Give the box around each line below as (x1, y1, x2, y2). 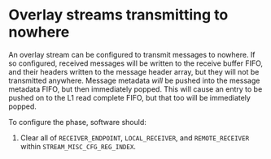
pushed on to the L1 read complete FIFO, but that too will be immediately (8, 92, 251, 102)
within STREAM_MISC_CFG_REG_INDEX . (20, 141, 137, 151)
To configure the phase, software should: (8, 117, 146, 127)
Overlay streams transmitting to (8, 6, 229, 24)
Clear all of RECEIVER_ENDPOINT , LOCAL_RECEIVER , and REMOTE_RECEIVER (20, 132, 250, 143)
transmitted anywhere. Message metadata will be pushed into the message (8, 75, 260, 85)
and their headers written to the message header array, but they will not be (8, 67, 260, 76)
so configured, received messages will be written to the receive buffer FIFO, (8, 58, 263, 68)
